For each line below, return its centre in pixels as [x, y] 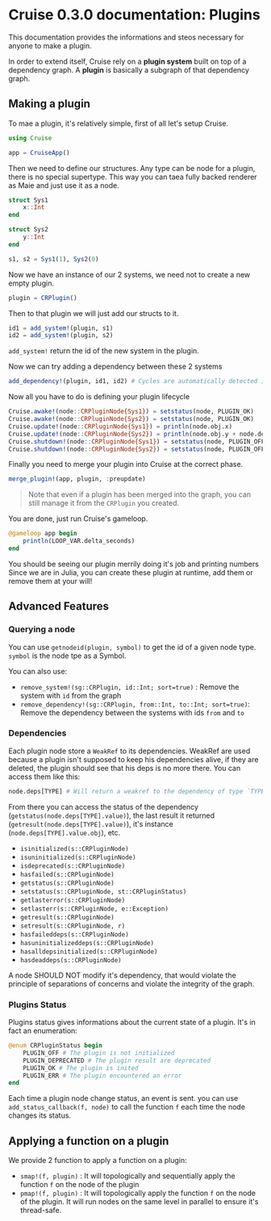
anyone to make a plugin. [50, 45]
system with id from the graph [71, 695]
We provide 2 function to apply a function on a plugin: [98, 1161]
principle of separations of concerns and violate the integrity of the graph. [131, 983]
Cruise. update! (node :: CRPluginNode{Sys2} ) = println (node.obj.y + [122, 434]
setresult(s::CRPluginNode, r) [73, 926]
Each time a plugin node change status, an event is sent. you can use [123, 1098]
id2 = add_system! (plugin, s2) [61, 335]
